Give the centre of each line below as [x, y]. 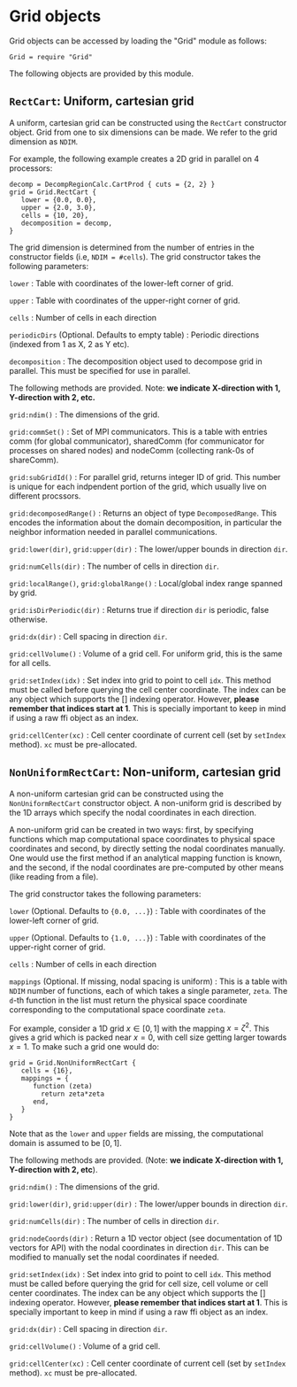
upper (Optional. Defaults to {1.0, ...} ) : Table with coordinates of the [138, 937]
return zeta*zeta [72, 1094]
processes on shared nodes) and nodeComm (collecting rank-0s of [132, 450]
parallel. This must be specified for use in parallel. [100, 370]
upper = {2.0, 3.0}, [59, 207]
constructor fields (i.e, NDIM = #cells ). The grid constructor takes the [135, 256]
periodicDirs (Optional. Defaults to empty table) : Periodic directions [134, 335]
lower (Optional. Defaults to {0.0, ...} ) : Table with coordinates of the [138, 910]
